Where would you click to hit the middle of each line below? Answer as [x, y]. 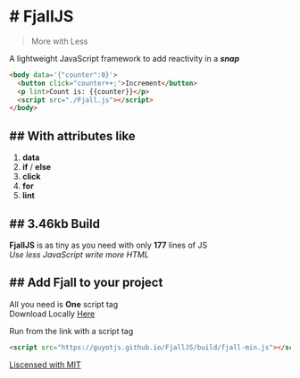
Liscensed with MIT [46, 365]
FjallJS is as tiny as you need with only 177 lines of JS [108, 245]
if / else [37, 167]
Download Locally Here [52, 314]
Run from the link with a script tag [71, 331]
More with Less [59, 41]
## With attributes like [72, 136]
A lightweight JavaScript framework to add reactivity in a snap [124, 58]
